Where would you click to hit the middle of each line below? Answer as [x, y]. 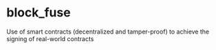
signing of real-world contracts [50, 38]
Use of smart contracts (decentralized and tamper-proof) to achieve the [108, 32]
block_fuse [39, 13]
